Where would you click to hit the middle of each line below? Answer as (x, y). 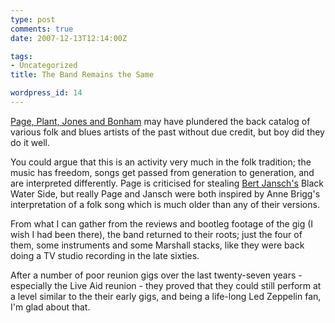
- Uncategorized (44, 66)
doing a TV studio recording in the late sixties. (105, 255)
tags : (21, 56)
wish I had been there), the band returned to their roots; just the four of (156, 234)
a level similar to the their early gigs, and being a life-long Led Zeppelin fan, (166, 296)
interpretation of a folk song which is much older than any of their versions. (165, 204)
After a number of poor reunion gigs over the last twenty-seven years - (156, 275)
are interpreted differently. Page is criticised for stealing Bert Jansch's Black (167, 183)
